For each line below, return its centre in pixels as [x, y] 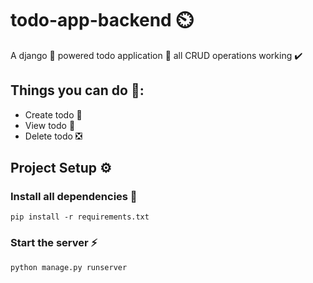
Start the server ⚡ [54, 243]
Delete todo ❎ [53, 136]
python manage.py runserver [69, 267]
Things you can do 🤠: [77, 90]
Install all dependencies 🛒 [74, 197]
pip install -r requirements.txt [80, 217]
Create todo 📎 [53, 114]
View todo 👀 [50, 125]
